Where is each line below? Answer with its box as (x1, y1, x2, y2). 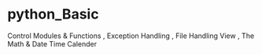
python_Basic (7, 5, 99, 23)
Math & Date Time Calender (7, 39, 98, 48)
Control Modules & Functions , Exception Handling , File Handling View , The (7, 31, 255, 40)
